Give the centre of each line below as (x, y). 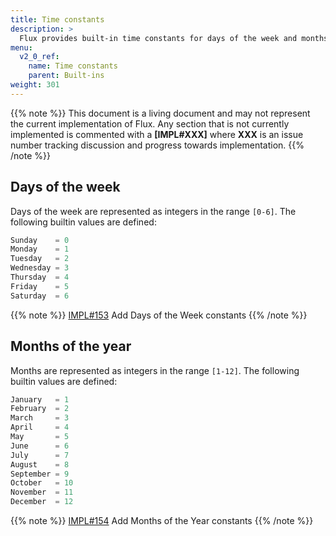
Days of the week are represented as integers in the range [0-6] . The (153, 211)
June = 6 (40, 446)
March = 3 (40, 418)
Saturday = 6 (40, 296)
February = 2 (40, 409)
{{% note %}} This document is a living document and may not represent (160, 113)
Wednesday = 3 (40, 268)
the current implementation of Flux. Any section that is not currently (150, 123)
